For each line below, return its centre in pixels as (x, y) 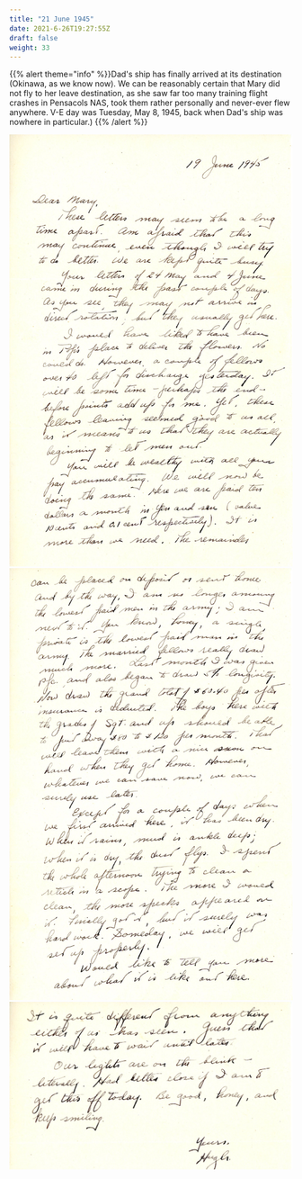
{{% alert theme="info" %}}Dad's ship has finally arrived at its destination (146, 74)
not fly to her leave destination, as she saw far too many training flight (138, 94)
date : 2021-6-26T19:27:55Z (60, 28)
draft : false (34, 38)
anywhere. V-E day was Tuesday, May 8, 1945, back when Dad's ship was (146, 112)
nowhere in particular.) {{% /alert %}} (79, 122)
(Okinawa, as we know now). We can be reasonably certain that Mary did (145, 84)
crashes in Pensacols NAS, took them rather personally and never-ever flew (150, 103)
